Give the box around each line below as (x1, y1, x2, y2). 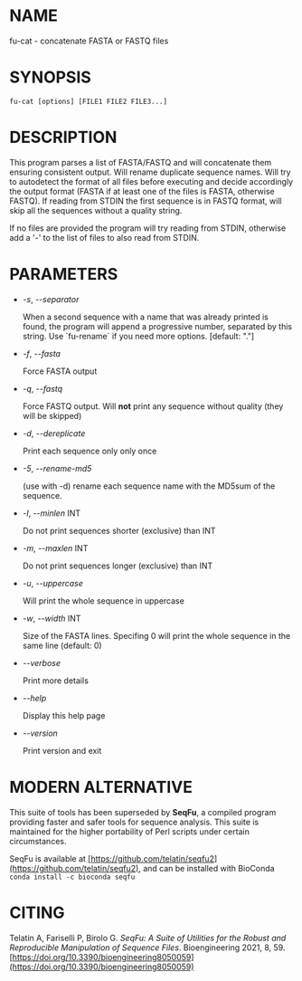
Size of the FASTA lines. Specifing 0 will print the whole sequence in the (22, 630, 291, 641)
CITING (9, 902, 65, 923)
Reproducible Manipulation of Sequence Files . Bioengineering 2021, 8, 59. (9, 942, 286, 953)
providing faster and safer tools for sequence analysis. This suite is (9, 816, 260, 827)
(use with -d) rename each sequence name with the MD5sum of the (22, 481, 276, 491)
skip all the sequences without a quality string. (9, 205, 183, 215)
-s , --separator (22, 293, 80, 304)
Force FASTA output (22, 366, 98, 376)
